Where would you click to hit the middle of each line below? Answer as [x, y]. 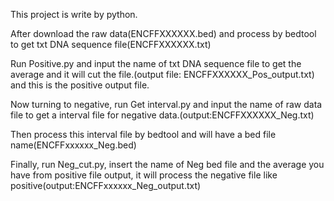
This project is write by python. [74, 14]
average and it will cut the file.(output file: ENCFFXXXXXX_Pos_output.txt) [162, 74]
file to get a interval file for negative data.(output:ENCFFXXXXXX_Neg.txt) [162, 115]
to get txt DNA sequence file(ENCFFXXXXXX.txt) [111, 44]
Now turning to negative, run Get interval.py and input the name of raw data [166, 104]
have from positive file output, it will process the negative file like [144, 175]
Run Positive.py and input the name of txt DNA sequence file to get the [156, 63]
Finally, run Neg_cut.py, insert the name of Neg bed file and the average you [167, 164]
